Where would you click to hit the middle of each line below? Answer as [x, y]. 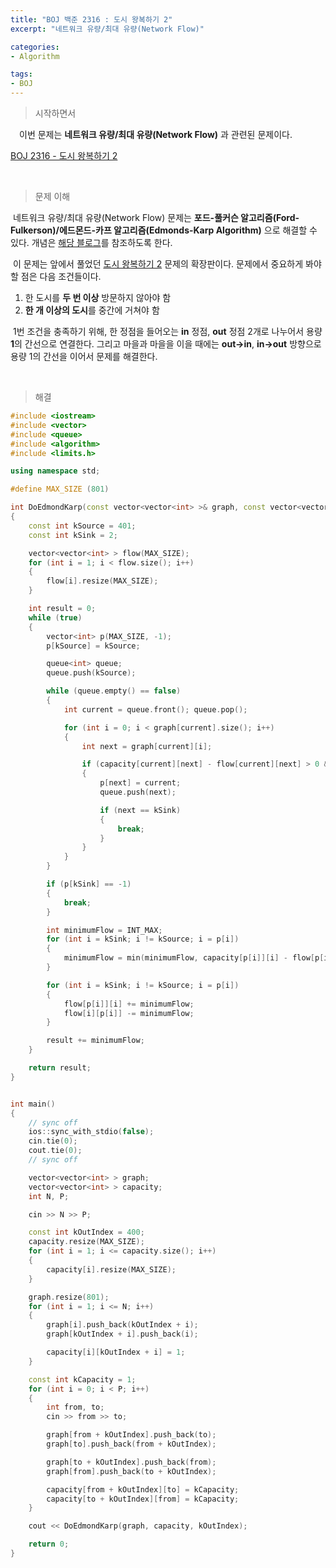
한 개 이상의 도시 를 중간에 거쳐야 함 [92, 310]
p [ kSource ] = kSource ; [93, 646]
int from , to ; [75, 1407]
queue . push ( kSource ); [91, 673]
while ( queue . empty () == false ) [114, 691]
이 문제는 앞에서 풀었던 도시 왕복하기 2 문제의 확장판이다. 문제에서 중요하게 [158, 264]
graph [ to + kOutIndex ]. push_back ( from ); [131, 1462]
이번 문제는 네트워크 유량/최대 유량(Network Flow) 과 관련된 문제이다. [155, 134]
